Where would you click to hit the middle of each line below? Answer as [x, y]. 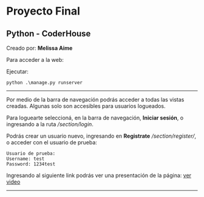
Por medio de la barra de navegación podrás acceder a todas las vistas [95, 99]
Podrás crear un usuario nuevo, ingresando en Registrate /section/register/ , [101, 136]
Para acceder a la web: [35, 60]
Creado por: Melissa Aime [39, 48]
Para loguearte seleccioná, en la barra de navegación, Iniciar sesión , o [95, 118]
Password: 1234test [31, 164]
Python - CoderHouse [49, 34]
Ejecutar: [18, 72]
